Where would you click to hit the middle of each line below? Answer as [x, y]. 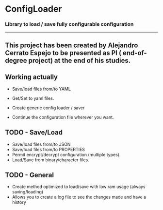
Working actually [32, 77]
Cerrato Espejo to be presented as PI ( [63, 53]
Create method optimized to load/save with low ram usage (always [79, 187]
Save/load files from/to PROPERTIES [48, 149]
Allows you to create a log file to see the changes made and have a [79, 197]
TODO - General [30, 175]
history [19, 202]
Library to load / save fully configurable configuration [69, 24]
